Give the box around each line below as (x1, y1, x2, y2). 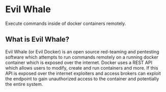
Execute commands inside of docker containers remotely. (5, 20, 126, 26)
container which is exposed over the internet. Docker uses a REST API (5, 59, 153, 66)
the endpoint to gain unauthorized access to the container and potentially (5, 75, 159, 82)
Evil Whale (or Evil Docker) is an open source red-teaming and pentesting (5, 48, 159, 54)
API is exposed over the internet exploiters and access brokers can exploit (5, 70, 161, 76)
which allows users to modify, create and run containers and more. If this (5, 65, 158, 71)
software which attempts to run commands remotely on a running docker (5, 54, 159, 60)
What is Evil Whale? (5, 35, 70, 44)
